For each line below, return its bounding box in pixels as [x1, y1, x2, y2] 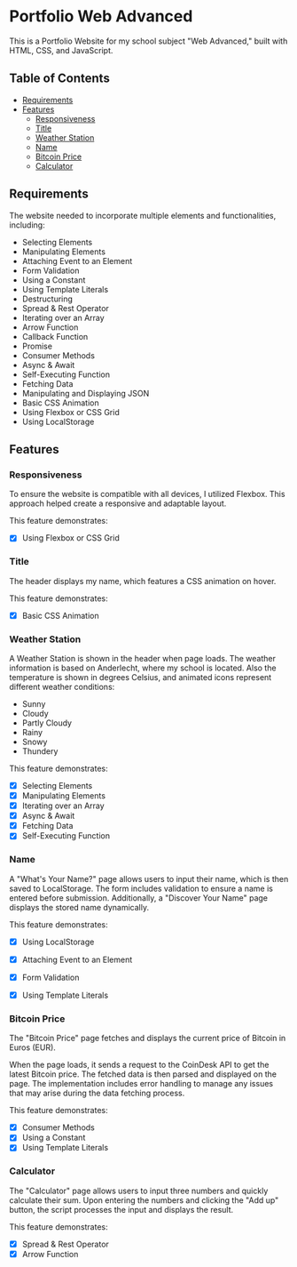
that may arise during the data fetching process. [9, 1087, 185, 1099]
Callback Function [21, 331, 89, 341]
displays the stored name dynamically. [9, 902, 149, 912]
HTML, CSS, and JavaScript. [9, 44, 113, 55]
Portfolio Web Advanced [9, 6, 193, 27]
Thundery [21, 745, 59, 757]
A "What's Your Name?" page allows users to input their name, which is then [9, 873, 289, 884]
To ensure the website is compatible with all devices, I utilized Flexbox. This [9, 489, 285, 500]
